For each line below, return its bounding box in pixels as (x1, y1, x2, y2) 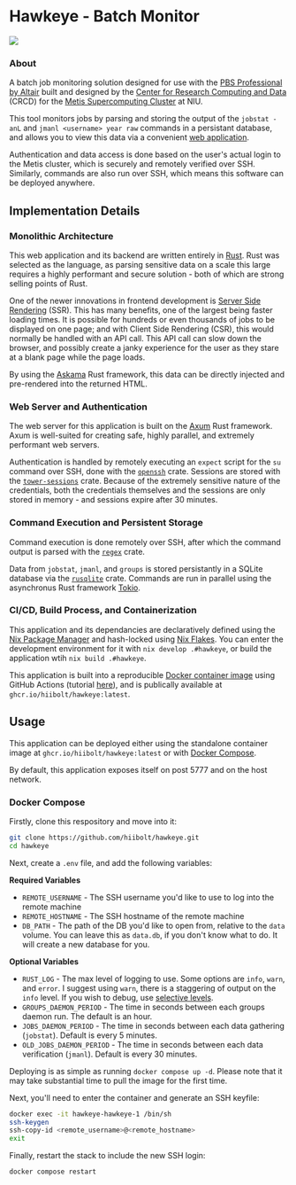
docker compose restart (9, 1167, 97, 1176)
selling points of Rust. (9, 277, 88, 289)
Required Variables (9, 875, 81, 885)
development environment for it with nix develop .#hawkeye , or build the (9, 643, 272, 653)
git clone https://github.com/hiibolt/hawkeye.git (9, 833, 200, 842)
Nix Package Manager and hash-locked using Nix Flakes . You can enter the (9, 634, 285, 644)
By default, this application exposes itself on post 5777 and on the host (9, 764, 268, 775)
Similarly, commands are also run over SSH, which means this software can (9, 168, 285, 179)
